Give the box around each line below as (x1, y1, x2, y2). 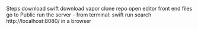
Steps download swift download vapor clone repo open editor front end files (6, 5, 193, 12)
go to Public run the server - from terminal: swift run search (6, 11, 152, 18)
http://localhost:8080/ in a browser (6, 18, 92, 24)
